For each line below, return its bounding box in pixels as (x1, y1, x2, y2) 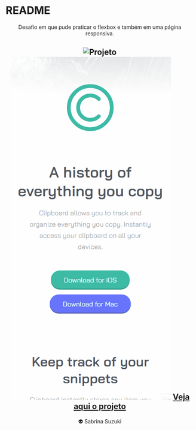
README (5, 4, 51, 17)
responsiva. (85, 29, 115, 37)
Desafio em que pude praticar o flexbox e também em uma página (18, 23, 182, 31)
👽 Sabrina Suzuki (78, 417, 122, 425)
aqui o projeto (73, 401, 126, 411)
